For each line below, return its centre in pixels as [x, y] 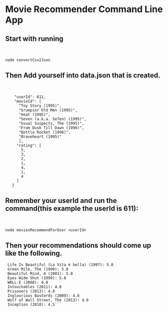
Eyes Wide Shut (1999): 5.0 [37, 278]
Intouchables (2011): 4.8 [34, 287]
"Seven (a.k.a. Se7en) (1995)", [52, 119]
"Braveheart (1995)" [40, 137]
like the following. [34, 253]
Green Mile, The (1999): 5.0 [38, 269]
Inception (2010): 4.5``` [34, 305]
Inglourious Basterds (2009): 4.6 [44, 296]
